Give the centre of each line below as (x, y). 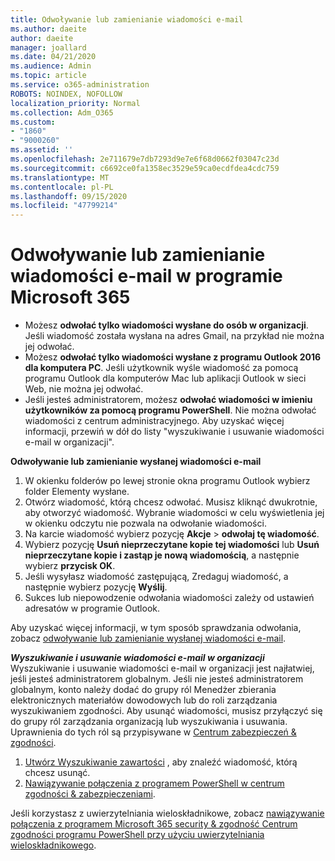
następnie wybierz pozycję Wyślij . (96, 587)
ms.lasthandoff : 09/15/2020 (69, 196)
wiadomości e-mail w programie (146, 276)
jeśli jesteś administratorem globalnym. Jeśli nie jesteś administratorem (157, 679)
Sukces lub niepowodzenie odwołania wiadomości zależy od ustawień (169, 598)
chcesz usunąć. (57, 773)
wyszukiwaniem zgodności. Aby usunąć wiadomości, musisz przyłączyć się (166, 711)
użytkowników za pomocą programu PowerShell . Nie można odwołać (170, 410)
